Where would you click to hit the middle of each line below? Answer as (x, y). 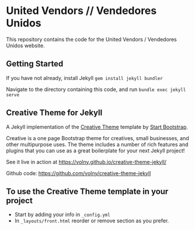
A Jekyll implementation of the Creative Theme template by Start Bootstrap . (97, 127)
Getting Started (35, 64)
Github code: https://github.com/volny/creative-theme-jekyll (79, 173)
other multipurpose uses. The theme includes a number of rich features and (97, 144)
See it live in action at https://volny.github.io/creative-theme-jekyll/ (86, 162)
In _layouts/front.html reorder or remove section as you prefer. (92, 221)
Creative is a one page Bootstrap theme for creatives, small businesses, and (97, 138)
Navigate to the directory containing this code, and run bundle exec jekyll (96, 89)
